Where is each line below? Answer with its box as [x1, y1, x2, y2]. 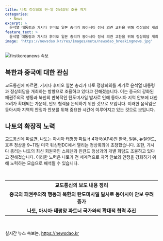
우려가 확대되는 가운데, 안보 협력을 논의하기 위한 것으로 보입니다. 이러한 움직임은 [5, 100, 157, 106]
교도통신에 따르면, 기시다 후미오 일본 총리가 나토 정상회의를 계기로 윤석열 [5, 82, 142, 88]
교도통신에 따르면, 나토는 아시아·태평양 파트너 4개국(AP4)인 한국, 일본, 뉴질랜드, [5, 136, 156, 142]
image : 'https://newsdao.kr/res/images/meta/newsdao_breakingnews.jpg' [5, 39, 153, 44]
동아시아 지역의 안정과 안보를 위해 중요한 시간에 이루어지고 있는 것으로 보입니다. [5, 107, 155, 112]
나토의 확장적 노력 [5, 122, 55, 130]
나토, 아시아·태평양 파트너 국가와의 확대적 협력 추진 [27, 207, 136, 214]
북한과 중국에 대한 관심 [5, 69, 69, 77]
